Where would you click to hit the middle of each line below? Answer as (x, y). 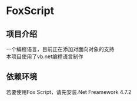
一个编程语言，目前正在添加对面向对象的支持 (60, 49)
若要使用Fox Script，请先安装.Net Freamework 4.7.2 (69, 92)
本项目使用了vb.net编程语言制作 (45, 56)
